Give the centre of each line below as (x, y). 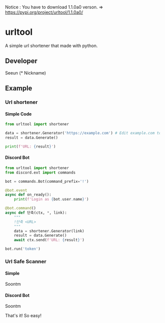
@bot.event (16, 190)
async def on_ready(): (28, 195)
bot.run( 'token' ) (23, 249)
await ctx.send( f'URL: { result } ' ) (49, 240)
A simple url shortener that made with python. (52, 46)
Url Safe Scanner (26, 262)
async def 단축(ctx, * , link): (36, 213)
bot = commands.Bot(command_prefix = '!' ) (47, 181)
